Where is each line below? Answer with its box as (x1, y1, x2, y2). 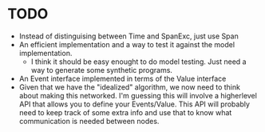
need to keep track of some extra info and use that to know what (18, 107, 232, 117)
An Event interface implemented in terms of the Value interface (18, 74, 227, 83)
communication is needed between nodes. (18, 116, 160, 126)
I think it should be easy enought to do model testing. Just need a (30, 57, 247, 66)
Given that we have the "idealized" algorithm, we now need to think (18, 82, 241, 92)
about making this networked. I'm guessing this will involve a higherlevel (18, 90, 257, 100)
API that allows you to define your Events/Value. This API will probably (18, 99, 251, 109)
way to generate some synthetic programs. (30, 65, 173, 74)
